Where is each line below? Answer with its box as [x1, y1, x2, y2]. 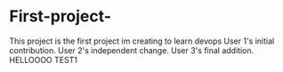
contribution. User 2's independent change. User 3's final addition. [9, 44, 255, 55]
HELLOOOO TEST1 [9, 54, 78, 65]
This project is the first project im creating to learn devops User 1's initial [9, 36, 275, 46]
